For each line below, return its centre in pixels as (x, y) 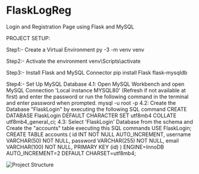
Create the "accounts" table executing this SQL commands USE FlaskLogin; (99, 128)
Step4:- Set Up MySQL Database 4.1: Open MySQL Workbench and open (95, 84)
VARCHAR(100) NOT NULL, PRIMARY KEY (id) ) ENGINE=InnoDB (85, 147)
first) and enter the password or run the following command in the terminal (97, 96)
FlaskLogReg (39, 10)
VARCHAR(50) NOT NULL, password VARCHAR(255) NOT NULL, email (93, 140)
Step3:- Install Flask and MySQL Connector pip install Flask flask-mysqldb (97, 72)
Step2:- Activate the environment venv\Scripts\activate (73, 61)
